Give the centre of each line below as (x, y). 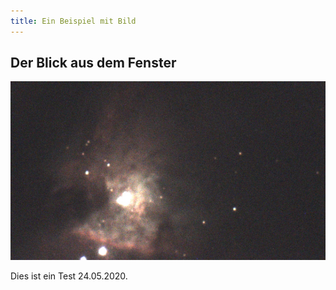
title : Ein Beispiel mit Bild (73, 21)
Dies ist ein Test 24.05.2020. (69, 276)
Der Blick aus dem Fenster (93, 63)
